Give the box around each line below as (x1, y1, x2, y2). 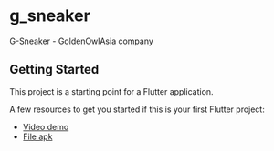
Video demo (22, 121, 69, 132)
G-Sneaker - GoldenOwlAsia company (9, 35, 153, 46)
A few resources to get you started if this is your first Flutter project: (9, 104, 265, 115)
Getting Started (9, 62, 100, 77)
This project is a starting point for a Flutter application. (9, 86, 214, 96)
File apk (22, 131, 53, 142)
